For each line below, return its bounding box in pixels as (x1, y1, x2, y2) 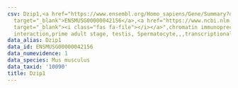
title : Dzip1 (7, 70, 46, 77)
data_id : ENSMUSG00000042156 (7, 43, 93, 50)
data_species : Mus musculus (7, 57, 91, 64)
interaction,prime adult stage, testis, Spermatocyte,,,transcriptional (13, 30, 233, 38)
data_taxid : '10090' (7, 63, 69, 70)
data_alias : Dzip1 (7, 37, 62, 44)
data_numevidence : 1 (7, 50, 69, 57)
